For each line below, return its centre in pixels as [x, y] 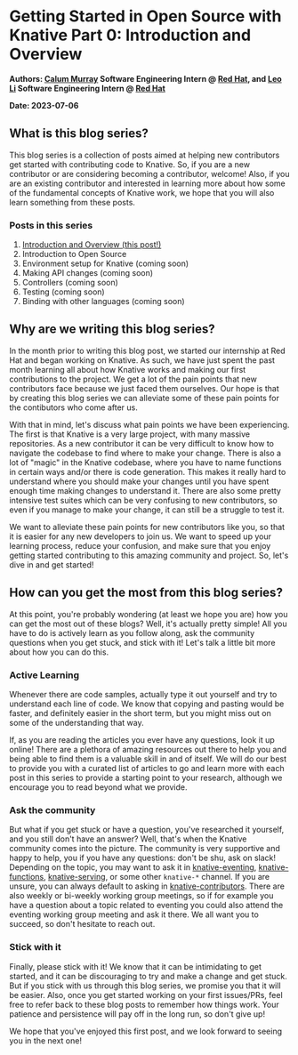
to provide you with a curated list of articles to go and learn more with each [147, 768]
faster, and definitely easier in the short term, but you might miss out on [140, 713]
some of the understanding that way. [77, 722]
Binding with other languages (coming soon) [103, 302]
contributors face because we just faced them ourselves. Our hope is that [144, 388]
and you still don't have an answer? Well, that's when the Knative [128, 839]
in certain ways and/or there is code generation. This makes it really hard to [148, 471]
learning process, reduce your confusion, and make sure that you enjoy [140, 545]
